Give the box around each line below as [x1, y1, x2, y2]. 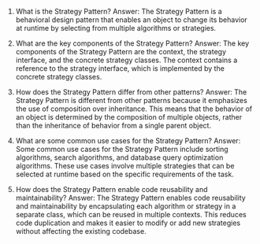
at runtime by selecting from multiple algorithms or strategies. [15, 24, 217, 32]
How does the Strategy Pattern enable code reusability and [15, 185, 208, 194]
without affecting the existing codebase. [15, 227, 147, 235]
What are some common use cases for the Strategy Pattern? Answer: [15, 136, 241, 145]
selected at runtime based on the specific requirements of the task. [15, 169, 234, 179]
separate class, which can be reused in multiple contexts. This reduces [15, 210, 247, 219]
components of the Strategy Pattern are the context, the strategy [15, 47, 227, 56]
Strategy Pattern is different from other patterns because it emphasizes [15, 96, 248, 105]
